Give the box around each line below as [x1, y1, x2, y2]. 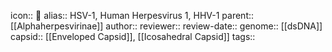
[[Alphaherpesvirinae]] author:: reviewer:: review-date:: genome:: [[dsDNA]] [10, 20, 323, 32]
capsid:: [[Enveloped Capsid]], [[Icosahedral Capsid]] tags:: [10, 31, 256, 42]
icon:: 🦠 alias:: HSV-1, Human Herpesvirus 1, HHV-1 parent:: [10, 10, 255, 21]
